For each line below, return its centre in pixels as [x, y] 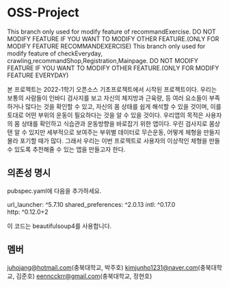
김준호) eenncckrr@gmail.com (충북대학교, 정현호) [84, 276]
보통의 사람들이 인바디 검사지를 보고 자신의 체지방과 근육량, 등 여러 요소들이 [107, 98]
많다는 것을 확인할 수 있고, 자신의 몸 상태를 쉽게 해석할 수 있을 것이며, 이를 [123, 106]
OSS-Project [43, 13]
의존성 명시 [29, 173]
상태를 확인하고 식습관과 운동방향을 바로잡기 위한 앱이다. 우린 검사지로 [114, 123]
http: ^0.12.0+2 [28, 212]
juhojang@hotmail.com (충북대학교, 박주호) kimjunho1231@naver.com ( [104, 267]
